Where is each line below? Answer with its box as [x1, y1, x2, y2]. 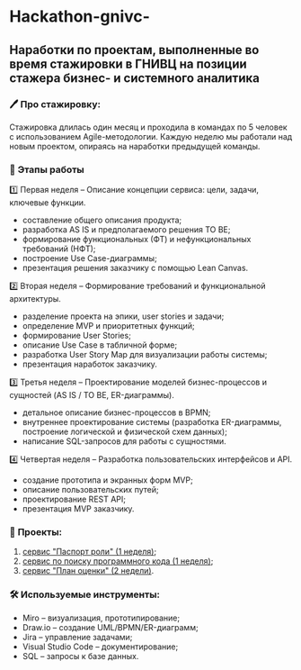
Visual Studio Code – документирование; [22, 641, 179, 652]
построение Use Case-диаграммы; [22, 253, 157, 264]
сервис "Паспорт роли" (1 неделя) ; [22, 547, 157, 557]
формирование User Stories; [22, 330, 132, 341]
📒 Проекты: [9, 526, 63, 539]
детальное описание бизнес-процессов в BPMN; [22, 407, 211, 418]
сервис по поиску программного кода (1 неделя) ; [22, 556, 214, 566]
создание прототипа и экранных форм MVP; [22, 475, 193, 485]
